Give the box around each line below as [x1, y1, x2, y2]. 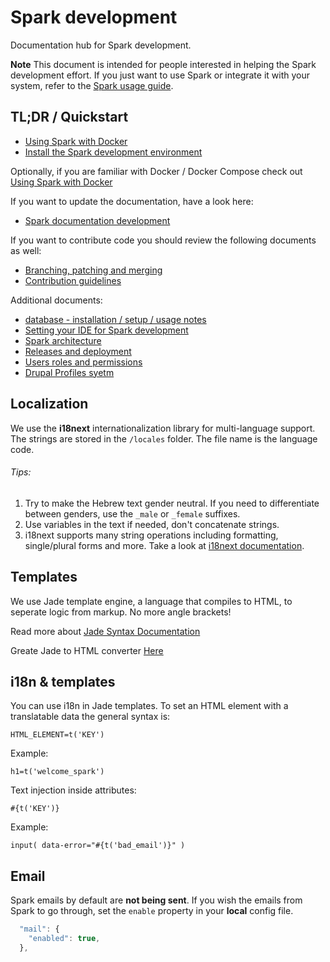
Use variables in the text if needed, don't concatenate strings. [24, 518, 280, 530]
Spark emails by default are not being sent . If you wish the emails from [10, 894, 303, 906]
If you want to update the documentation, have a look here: [10, 195, 254, 207]
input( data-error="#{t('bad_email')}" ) [10, 841, 186, 851]
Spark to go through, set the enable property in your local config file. [10, 905, 294, 917]
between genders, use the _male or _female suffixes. [24, 507, 241, 520]
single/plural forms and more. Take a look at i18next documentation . [24, 539, 305, 551]
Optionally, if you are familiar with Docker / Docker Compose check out [10, 165, 303, 177]
